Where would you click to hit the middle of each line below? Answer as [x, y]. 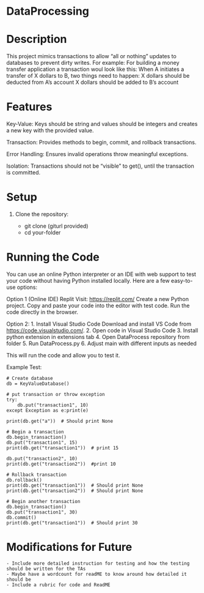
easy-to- [182, 280]
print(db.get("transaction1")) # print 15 [63, 448]
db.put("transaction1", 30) [42, 512]
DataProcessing [48, 11]
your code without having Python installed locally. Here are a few [88, 280]
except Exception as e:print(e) [47, 410]
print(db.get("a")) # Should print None [60, 421]
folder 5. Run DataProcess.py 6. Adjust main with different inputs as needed [102, 343]
